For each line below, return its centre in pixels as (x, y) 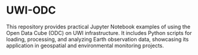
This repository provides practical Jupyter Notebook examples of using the (98, 27)
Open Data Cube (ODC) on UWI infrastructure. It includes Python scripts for (99, 33)
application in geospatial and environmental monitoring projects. (85, 46)
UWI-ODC (31, 10)
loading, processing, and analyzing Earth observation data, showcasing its (98, 39)
